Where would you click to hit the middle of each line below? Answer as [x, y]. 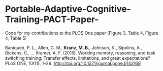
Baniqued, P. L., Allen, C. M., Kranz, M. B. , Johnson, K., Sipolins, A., [74, 47]
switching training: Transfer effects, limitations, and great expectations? [78, 58]
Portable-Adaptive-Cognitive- [68, 9]
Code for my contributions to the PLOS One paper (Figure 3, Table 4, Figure [82, 33]
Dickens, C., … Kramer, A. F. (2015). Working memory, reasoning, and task [80, 53]
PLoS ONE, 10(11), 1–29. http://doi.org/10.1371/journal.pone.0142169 [73, 63]
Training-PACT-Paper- [52, 19]
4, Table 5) [16, 38]
